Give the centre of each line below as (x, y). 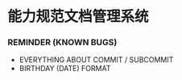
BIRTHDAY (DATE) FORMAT (65, 69)
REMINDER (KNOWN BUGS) (62, 43)
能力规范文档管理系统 (79, 17)
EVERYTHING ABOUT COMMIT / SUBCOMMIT (96, 60)
